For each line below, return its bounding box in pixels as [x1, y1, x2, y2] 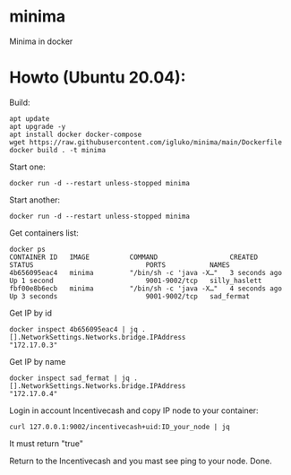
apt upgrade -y [9, 122, 66, 131]
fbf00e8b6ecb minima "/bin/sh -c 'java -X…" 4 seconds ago [9, 284, 282, 293]
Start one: [9, 161, 47, 172]
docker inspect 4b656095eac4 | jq [9, 324, 139, 333]
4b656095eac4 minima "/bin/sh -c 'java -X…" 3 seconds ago [9, 268, 282, 277]
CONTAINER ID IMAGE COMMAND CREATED [9, 253, 258, 262]
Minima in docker [9, 36, 73, 47]
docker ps [9, 245, 47, 254]
